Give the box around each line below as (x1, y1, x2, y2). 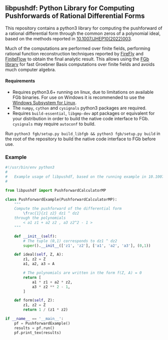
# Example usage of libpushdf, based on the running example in (5, 174, 146, 179)
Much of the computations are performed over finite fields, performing (5, 45, 150, 51)
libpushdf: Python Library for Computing (5, 4, 135, 12)
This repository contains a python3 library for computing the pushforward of (5, 25, 162, 31)
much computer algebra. (5, 66, 56, 72)
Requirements (5, 78, 35, 84)
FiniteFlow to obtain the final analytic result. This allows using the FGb (5, 56, 149, 62)
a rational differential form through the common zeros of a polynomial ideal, (5, 30, 161, 36)
